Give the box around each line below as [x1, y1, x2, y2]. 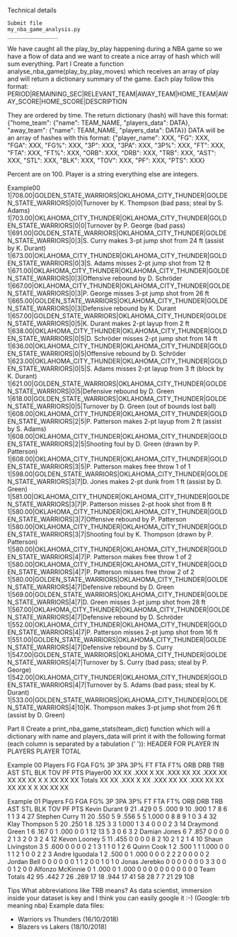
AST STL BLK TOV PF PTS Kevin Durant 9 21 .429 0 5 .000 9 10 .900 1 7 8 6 [7, 804, 228, 813]
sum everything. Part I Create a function [7, 60, 124, 68]
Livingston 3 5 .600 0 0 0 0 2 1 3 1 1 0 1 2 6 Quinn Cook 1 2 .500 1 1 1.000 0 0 [7, 843, 230, 851]
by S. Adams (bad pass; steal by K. [114, 680, 216, 689]
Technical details [7, 6, 57, 14]
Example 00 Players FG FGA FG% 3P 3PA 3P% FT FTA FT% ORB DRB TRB [7, 761, 225, 769]
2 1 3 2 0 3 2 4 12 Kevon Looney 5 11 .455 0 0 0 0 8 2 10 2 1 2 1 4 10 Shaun [7, 835, 223, 843]
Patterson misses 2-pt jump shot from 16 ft [93, 628, 218, 636]
